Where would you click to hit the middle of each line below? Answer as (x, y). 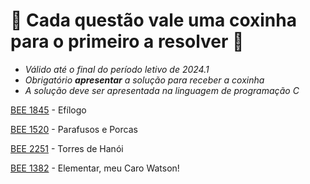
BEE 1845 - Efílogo (48, 110)
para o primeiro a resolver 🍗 (127, 41)
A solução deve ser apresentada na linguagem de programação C (162, 90)
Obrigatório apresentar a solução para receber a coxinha (144, 80)
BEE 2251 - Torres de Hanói (67, 148)
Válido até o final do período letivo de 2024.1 (117, 69)
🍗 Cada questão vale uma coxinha (153, 20)
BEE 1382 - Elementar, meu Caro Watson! (95, 168)
